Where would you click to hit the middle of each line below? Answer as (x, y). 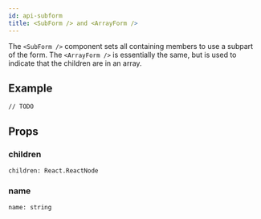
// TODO (21, 107)
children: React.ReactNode (53, 171)
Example (31, 88)
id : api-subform (35, 16)
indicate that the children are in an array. (75, 63)
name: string (30, 208)
